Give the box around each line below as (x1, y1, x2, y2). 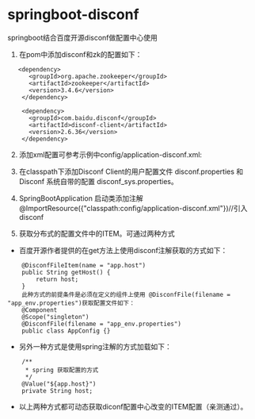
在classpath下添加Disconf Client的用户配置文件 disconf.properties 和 (18, 167, 244, 176)
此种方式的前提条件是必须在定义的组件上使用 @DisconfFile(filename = (21, 290, 231, 298)
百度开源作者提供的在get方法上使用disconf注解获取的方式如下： (18, 245, 228, 255)
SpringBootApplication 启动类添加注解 (18, 193, 143, 203)
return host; (36, 275, 79, 283)
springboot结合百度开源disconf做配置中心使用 (7, 33, 158, 42)
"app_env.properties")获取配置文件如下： (7, 299, 135, 307)
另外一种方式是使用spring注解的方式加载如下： (18, 341, 172, 351)
